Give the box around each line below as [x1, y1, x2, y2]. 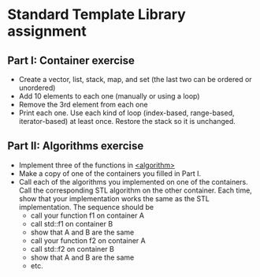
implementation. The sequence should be [18, 202, 154, 211]
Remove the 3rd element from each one [18, 100, 148, 109]
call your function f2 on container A [30, 235, 147, 245]
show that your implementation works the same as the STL [18, 193, 210, 203]
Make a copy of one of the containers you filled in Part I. [18, 168, 202, 178]
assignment [7, 22, 87, 40]
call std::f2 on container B [30, 244, 115, 253]
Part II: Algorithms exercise [7, 140, 144, 153]
